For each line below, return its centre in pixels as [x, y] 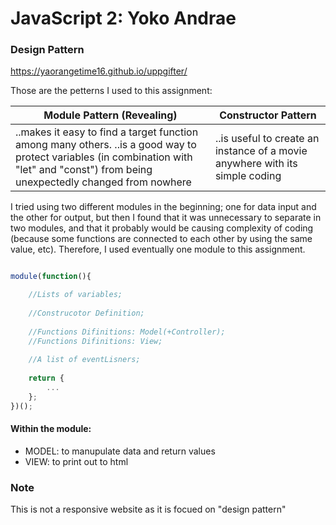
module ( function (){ [51, 277]
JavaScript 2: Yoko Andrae [123, 18]
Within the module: [51, 429]
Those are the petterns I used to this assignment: [111, 91]
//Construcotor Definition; [86, 313]
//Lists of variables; [75, 295]
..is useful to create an [267, 139]
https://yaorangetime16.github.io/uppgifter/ [99, 71]
